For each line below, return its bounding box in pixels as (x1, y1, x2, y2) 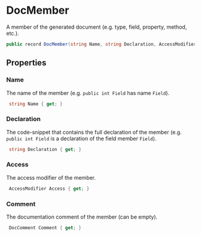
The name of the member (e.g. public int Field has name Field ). (6, 89, 170, 96)
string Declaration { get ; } (8, 146, 82, 152)
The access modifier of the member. (6, 174, 96, 181)
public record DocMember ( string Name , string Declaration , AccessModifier (6, 41, 197, 47)
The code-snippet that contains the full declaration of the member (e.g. (6, 128, 182, 136)
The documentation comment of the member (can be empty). (6, 213, 158, 221)
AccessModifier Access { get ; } (8, 186, 90, 192)
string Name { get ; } (8, 101, 63, 107)
